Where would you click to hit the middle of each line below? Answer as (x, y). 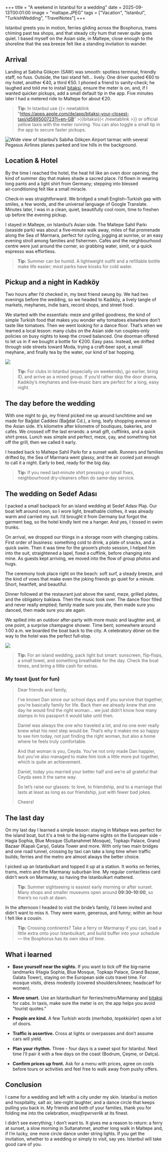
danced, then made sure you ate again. (46, 610)
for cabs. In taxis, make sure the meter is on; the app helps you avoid (84, 1003)
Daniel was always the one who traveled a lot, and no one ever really (88, 726)
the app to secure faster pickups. (52, 130)
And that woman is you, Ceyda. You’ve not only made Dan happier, (86, 751)
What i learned (29, 954)
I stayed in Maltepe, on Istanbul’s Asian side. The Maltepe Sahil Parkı (76, 224)
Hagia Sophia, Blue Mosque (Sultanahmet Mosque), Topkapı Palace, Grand (82, 841)
